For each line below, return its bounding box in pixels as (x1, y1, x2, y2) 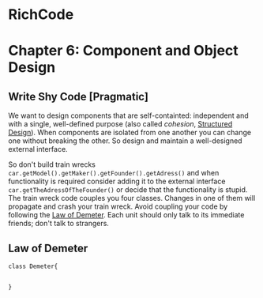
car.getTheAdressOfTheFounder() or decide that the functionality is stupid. (8, 185, 248, 194)
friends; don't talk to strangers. (8, 219, 109, 228)
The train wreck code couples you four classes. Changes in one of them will (8, 194, 256, 203)
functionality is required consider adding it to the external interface (8, 176, 226, 187)
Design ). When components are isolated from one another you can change (8, 128, 251, 138)
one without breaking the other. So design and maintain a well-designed (8, 136, 242, 145)
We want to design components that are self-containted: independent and (8, 111, 249, 120)
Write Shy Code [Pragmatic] (8, 89, 148, 104)
